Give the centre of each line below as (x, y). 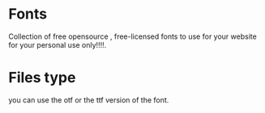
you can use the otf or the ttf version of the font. (89, 100)
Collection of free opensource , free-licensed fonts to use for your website (132, 36)
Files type (42, 78)
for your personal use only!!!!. (58, 44)
